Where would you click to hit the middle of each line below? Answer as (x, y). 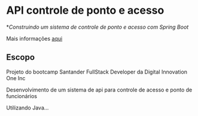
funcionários (22, 96)
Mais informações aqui (34, 38)
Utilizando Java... (28, 108)
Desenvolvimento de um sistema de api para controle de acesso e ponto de (99, 90)
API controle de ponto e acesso (85, 10)
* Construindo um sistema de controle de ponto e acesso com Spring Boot (98, 27)
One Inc (16, 78)
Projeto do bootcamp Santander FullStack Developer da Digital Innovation (97, 72)
